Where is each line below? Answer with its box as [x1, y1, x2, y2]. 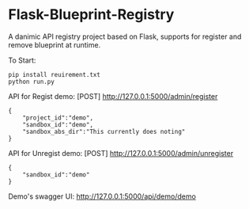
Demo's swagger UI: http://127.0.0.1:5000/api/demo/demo [8, 192, 196, 201]
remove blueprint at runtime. [8, 40, 101, 49]
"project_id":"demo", [22, 113, 93, 122]
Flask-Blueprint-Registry [8, 6, 175, 24]
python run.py [8, 78, 55, 85]
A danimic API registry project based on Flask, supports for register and [8, 32, 242, 41]
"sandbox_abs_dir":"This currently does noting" [22, 127, 186, 135]
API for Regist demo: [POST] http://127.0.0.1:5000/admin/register [8, 91, 218, 101]
